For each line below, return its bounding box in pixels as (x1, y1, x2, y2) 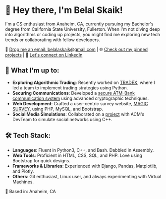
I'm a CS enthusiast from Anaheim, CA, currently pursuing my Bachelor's (5, 21, 154, 27)
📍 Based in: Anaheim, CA (5, 188, 56, 194)
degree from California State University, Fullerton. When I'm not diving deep (5, 26, 160, 32)
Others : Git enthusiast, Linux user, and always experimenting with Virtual (12, 173, 162, 179)
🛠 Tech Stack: (5, 132, 51, 140)
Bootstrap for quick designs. (12, 157, 70, 163)
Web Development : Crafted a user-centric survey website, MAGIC (12, 100, 148, 106)
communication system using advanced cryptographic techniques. (12, 95, 149, 101)
